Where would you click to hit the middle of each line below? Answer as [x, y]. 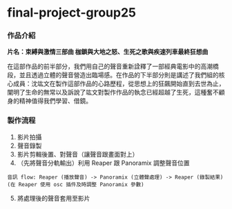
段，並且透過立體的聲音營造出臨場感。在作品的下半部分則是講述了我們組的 [113, 75]
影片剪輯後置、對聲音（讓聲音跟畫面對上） [78, 154]
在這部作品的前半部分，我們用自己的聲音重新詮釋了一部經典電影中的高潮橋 [113, 66]
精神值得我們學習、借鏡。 [55, 101]
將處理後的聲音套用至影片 [54, 198]
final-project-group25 [72, 13]
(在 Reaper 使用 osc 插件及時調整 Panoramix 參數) [76, 184]
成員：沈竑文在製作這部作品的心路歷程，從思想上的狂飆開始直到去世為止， [119, 83]
